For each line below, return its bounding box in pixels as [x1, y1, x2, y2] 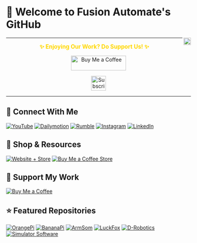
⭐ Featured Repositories [6, 205, 96, 215]
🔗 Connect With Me [6, 107, 79, 117]
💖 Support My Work [6, 172, 79, 182]
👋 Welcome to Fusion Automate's [6, 5, 171, 19]
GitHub [6, 18, 41, 31]
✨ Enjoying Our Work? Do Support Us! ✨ [39, 42, 150, 51]
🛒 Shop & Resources [6, 139, 81, 149]
